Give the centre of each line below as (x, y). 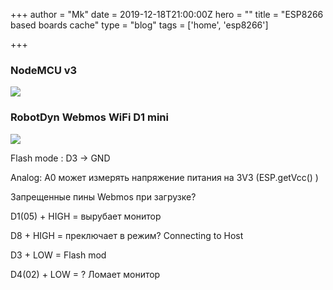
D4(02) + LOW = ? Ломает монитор (85, 274)
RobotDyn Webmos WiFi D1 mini (89, 117)
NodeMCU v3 (44, 70)
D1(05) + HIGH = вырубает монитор (86, 216)
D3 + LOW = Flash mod (58, 255)
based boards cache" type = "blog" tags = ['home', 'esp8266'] (139, 25)
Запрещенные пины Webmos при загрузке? (103, 196)
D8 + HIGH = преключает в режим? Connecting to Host (127, 235)
